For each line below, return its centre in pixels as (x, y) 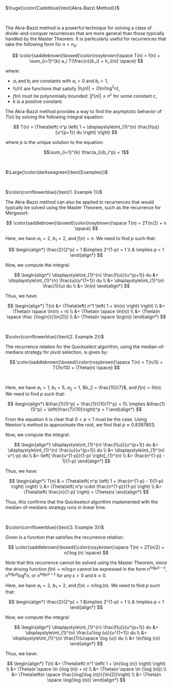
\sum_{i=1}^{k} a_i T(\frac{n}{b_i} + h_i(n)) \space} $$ (86, 61)
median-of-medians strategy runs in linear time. (56, 508)
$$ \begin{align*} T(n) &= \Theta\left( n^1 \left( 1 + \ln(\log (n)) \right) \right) (86, 664)
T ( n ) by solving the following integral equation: (55, 117)
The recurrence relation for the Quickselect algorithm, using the (73, 347)
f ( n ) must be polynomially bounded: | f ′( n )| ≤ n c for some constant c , (85, 95)
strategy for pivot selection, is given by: (66, 352)
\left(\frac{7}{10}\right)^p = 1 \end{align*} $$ (95, 409)
